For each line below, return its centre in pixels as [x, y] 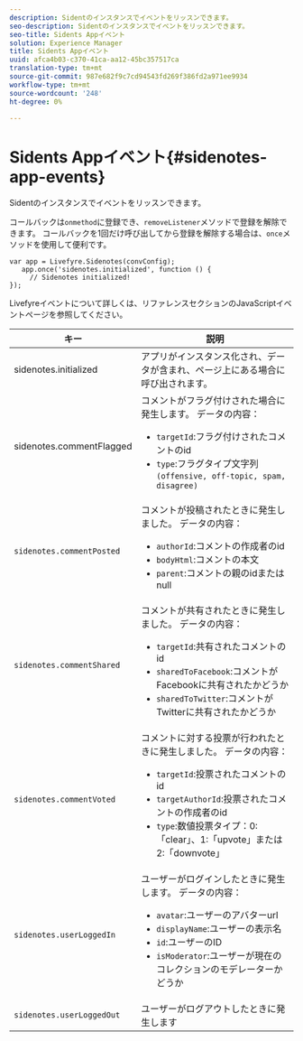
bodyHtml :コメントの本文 [208, 560]
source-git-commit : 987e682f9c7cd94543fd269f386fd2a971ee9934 [129, 77]
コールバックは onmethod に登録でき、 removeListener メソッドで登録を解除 [144, 222]
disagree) [177, 486]
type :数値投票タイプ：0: [207, 826]
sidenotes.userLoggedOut [67, 1015]
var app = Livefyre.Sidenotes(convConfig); [92, 262]
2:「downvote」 [191, 853]
